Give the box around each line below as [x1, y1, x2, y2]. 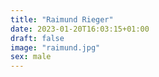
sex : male [10, 52, 52, 62]
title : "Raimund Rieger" [10, 14, 114, 25]
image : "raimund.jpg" [10, 42, 101, 53]
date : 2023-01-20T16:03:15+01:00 [10, 24, 150, 34]
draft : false [10, 33, 65, 43]
